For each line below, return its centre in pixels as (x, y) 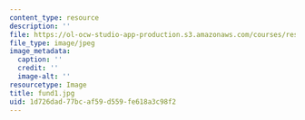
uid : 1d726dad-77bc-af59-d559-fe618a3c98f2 (93, 102)
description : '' (40, 26)
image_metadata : (40, 51)
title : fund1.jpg (42, 93)
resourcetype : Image (49, 85)
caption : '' (40, 60)
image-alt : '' (44, 77)
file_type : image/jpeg (52, 43)
